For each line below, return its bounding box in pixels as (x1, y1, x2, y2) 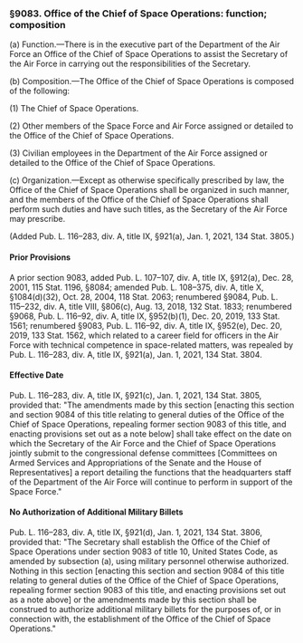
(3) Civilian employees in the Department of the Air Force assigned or (9, 148, 269, 158)
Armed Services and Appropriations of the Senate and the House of (9, 456, 262, 468)
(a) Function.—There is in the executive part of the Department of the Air (9, 39, 280, 50)
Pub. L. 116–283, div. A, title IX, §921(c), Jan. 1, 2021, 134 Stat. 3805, (9, 389, 262, 400)
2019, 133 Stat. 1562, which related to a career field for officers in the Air (9, 330, 279, 341)
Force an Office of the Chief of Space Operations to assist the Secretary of (9, 49, 289, 60)
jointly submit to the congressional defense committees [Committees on (9, 447, 278, 458)
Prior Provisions (9, 252, 71, 263)
